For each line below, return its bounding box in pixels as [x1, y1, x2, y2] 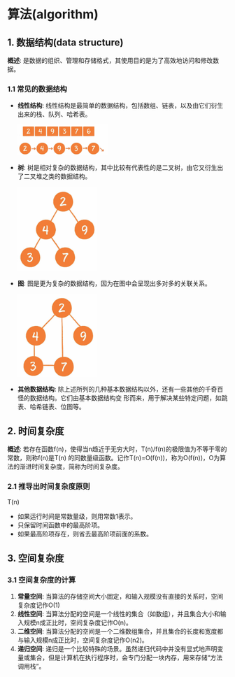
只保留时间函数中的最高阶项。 [17, 521, 104, 529]
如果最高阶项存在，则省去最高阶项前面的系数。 [17, 529, 152, 539]
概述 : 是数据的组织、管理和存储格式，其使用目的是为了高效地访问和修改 [7, 57, 213, 64]
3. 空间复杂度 [7, 552, 64, 564]
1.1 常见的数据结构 [7, 84, 68, 94]
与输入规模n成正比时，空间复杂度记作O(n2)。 [17, 636, 148, 644]
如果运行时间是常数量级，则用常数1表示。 [17, 512, 137, 521]
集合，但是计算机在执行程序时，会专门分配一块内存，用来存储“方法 [29, 653, 222, 662]
